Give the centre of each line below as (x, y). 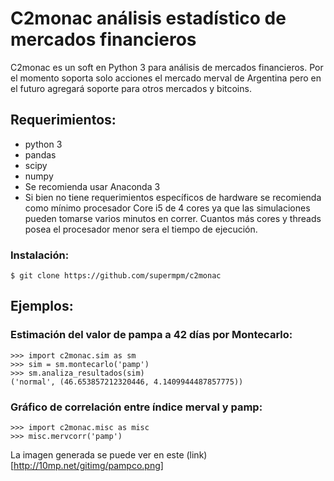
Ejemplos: (42, 306)
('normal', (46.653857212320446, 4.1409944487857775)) (127, 382)
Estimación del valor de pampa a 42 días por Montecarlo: (151, 335)
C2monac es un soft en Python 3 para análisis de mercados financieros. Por (167, 67)
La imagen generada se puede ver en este (97, 455)
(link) (197, 455)
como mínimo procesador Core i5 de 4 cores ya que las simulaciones (167, 208)
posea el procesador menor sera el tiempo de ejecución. (141, 229)
